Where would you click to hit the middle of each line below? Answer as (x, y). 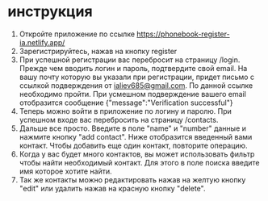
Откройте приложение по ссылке (77, 34)
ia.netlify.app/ (42, 42)
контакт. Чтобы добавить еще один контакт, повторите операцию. (133, 145)
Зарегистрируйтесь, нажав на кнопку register (98, 51)
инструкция (50, 12)
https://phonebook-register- (183, 34)
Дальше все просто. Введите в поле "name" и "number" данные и (133, 128)
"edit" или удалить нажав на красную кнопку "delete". (112, 188)
